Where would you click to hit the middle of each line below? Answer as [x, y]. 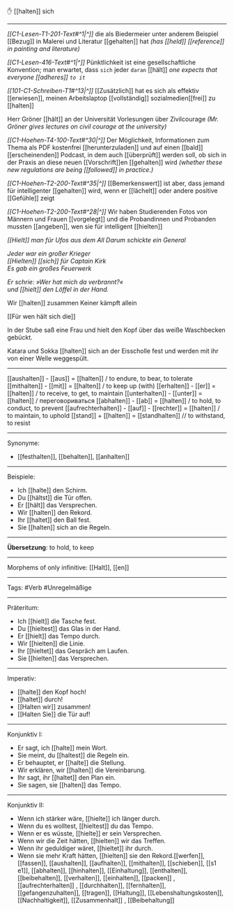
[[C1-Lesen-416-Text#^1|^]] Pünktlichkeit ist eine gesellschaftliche [102, 62]
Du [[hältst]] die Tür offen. [55, 497]
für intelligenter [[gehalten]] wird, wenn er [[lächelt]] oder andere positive [112, 191]
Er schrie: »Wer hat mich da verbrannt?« [65, 282]
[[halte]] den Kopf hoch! [52, 692]
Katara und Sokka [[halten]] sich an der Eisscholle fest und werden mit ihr [113, 351]
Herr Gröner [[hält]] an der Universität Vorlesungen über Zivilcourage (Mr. [113, 119]
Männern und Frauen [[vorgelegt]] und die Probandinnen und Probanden [111, 219]
